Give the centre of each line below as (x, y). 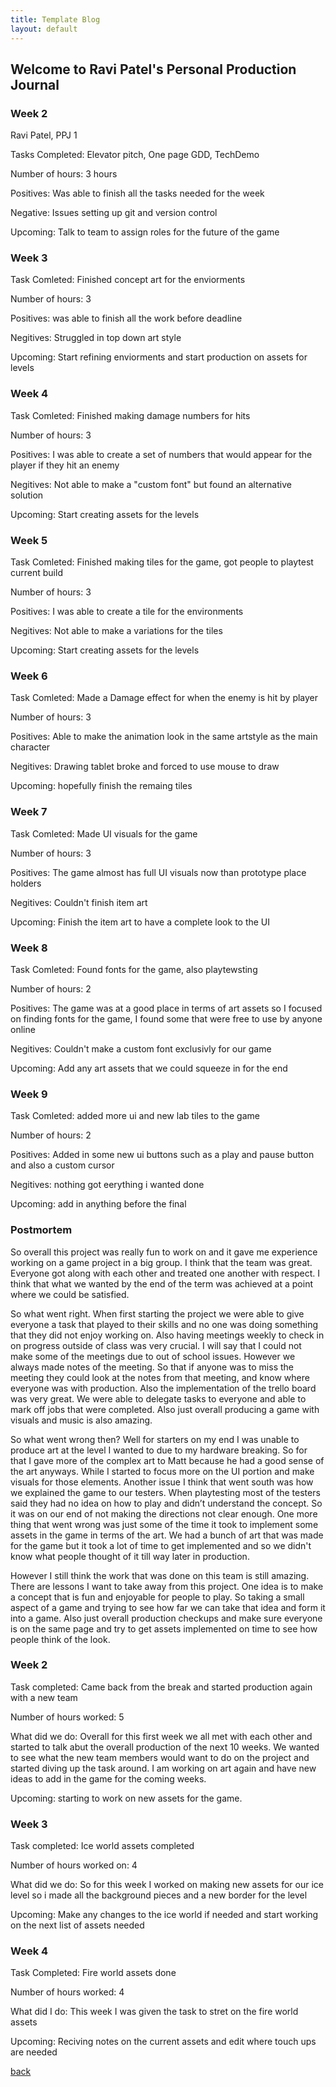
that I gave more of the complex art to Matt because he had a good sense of (167, 1460)
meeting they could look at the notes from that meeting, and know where (160, 1377)
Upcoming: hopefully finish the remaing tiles (101, 786)
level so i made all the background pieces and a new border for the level (159, 1895)
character (30, 747)
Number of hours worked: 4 (67, 1992)
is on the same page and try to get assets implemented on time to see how (164, 1628)
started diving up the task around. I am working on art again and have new (163, 1768)
